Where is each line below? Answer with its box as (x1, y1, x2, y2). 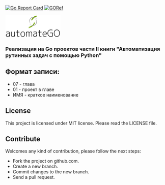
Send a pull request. (12, 174, 55, 180)
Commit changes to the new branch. (12, 169, 89, 175)
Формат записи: (5, 68, 60, 76)
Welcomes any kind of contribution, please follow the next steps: (5, 148, 141, 155)
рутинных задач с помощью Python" (5, 51, 102, 58)
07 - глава (12, 81, 35, 87)
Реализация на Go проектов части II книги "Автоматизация (5, 45, 160, 52)
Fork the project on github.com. (12, 158, 79, 164)
